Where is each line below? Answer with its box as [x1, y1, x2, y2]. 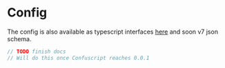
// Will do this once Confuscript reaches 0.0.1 [7, 54, 150, 61]
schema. [7, 34, 32, 43]
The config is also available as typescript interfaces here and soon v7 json [7, 27, 219, 36]
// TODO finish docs [7, 48, 67, 55]
